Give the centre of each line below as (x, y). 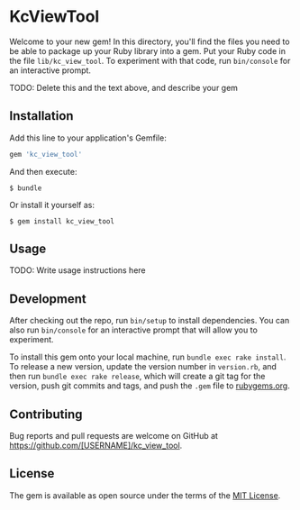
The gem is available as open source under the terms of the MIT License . (145, 495)
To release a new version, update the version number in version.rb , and (143, 367)
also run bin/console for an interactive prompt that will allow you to (134, 330)
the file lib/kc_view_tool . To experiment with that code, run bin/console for (150, 60)
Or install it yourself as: (52, 205)
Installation (41, 116)
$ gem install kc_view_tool (62, 221)
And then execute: (43, 171)
